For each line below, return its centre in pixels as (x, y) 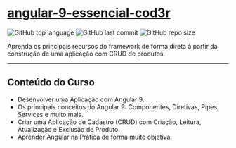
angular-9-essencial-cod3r (89, 13)
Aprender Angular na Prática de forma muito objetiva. (95, 137)
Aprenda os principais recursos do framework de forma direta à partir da (112, 46)
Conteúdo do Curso (51, 82)
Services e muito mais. (50, 114)
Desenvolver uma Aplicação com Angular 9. (81, 99)
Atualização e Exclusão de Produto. (69, 129)
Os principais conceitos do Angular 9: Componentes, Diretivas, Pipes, (118, 106)
